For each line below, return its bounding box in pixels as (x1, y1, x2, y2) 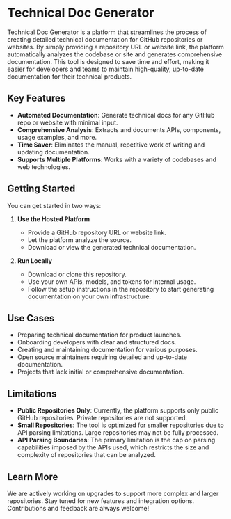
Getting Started (7, 183, 76, 195)
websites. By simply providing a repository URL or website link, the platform (7, 42, 224, 51)
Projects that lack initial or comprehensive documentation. (17, 367, 184, 376)
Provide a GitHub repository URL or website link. (27, 228, 167, 237)
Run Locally (17, 256, 52, 265)
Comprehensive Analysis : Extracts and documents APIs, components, (17, 125, 221, 134)
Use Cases (7, 312, 55, 324)
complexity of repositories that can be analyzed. (17, 451, 157, 459)
